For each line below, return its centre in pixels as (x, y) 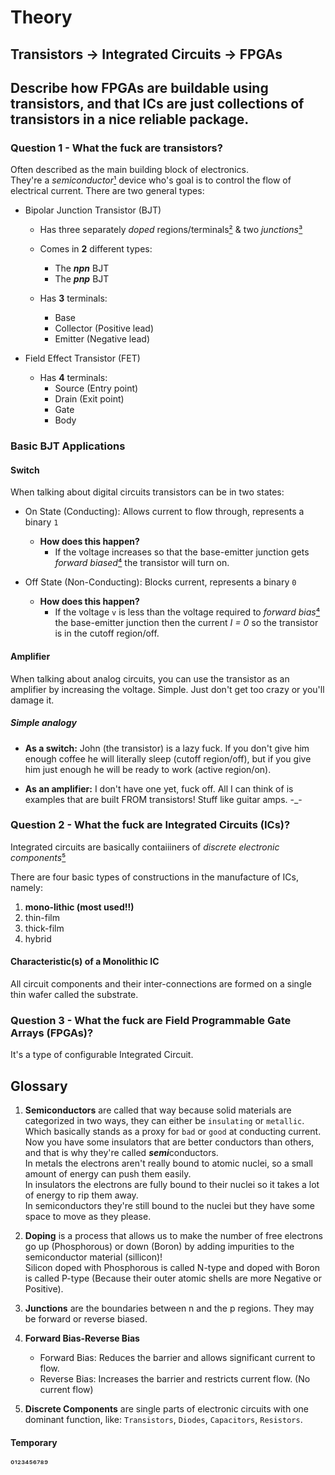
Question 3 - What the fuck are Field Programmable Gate (151, 1020)
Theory (41, 17)
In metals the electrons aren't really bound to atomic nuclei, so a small (168, 1163)
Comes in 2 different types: (96, 249)
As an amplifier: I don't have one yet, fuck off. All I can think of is (159, 788)
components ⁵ (38, 857)
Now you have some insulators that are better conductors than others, (169, 1142)
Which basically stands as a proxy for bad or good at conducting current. (173, 1132)
